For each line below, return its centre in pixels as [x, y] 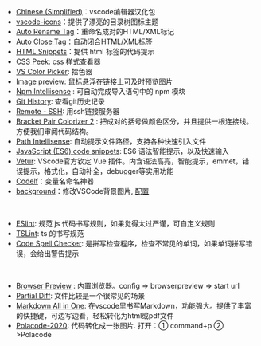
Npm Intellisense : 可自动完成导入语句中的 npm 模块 [101, 91]
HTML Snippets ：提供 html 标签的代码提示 [85, 51]
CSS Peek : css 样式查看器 [58, 61]
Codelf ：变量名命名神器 [55, 181]
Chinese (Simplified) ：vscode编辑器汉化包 [86, 12]
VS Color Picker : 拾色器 [54, 71]
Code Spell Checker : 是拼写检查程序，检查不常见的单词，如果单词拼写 [130, 243]
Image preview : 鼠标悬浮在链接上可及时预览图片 [94, 81]
